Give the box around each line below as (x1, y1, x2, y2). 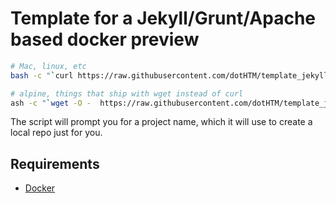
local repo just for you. (10, 127, 103, 139)
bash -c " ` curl (10, 70, 74, 81)
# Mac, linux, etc (10, 61, 87, 71)
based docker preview (10, 28, 200, 51)
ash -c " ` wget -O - (10, 98, 92, 108)
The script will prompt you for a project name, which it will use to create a (10, 116, 313, 128)
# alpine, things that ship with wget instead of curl (10, 88, 244, 99)
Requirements (10, 155, 100, 172)
